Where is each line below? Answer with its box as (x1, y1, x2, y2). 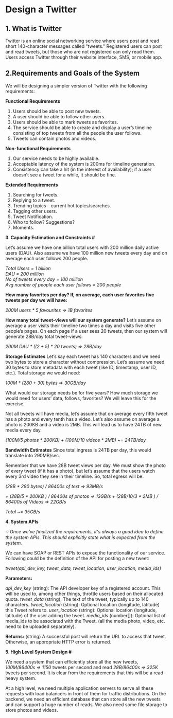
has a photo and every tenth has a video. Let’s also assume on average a (5, 416, 160, 422)
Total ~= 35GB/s (5, 508, 41, 515)
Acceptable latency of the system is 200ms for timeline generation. (12, 160, 155, 167)
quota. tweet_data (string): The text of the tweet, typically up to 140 (5, 596, 149, 602)
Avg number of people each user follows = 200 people (5, 281, 122, 288)
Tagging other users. (12, 208, 58, 214)
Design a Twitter (5, 4, 77, 15)
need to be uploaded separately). (5, 623, 76, 630)
